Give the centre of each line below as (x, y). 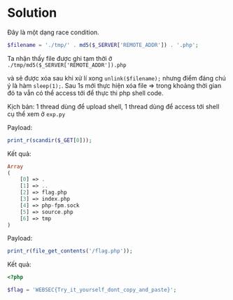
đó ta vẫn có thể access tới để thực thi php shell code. (85, 93)
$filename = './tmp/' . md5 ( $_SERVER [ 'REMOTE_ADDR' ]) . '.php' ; (103, 45)
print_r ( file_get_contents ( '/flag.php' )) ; (70, 251)
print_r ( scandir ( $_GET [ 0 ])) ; (50, 140)
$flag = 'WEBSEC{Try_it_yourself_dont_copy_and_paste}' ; (92, 290)
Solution (32, 13)
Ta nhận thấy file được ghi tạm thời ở (60, 58)
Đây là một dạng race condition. (53, 32)
